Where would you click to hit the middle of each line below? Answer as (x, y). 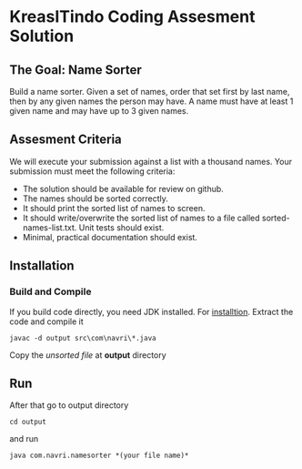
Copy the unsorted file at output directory (88, 355)
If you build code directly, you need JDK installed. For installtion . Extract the (151, 311)
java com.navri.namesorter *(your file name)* (99, 456)
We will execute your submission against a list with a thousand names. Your (151, 161)
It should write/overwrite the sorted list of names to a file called (141, 218)
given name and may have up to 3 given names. (99, 111)
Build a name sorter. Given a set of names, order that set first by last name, (150, 92)
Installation (42, 266)
